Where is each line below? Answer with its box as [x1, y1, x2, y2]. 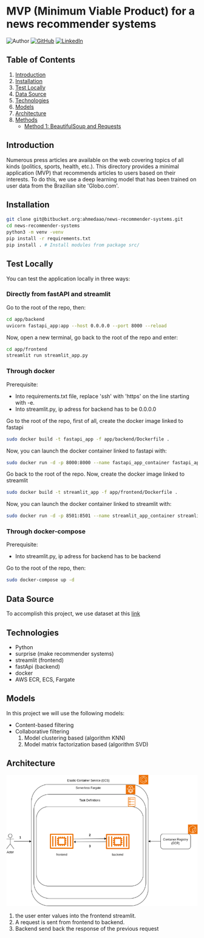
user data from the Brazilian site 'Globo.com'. [6, 182, 120, 189]
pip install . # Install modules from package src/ [6, 241, 140, 248]
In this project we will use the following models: [6, 709, 125, 717]
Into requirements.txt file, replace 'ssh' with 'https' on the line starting [15, 393, 189, 400]
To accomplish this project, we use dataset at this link [6, 610, 141, 617]
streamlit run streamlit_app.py [6, 353, 88, 359]
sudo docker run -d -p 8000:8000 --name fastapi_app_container [6, 459, 170, 465]
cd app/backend [6, 316, 45, 322]
